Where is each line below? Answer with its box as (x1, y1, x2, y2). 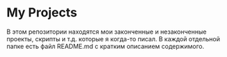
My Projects (6, 5, 78, 21)
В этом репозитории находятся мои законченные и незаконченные (6, 27, 207, 36)
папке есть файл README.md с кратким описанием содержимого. (6, 42, 205, 50)
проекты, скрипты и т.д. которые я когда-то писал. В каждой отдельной (6, 34, 220, 43)
